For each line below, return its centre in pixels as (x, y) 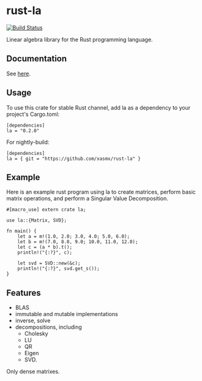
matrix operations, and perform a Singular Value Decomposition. (87, 198)
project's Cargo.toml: (33, 114)
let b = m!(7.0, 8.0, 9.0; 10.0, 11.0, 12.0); (78, 242)
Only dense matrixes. (33, 372)
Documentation (37, 59)
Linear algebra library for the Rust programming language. (80, 39)
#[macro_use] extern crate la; (46, 210)
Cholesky (36, 334)
